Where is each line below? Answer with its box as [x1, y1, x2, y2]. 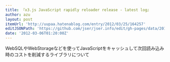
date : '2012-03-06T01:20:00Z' [5, 31, 69, 36]
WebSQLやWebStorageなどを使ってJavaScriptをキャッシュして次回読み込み [5, 45, 164, 51]
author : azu [5, 12, 30, 17]
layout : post [5, 17, 33, 22]
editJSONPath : [5, 26, 35, 31]
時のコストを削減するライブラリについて [5, 51, 90, 57]
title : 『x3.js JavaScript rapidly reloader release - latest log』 [5, 7, 151, 13]
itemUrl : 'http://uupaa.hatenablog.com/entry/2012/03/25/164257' [5, 21, 146, 27]
